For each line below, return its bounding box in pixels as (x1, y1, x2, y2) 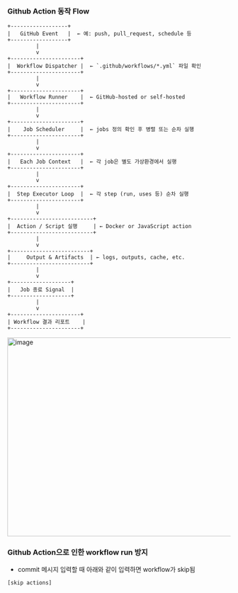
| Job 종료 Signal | (7, 286, 74, 293)
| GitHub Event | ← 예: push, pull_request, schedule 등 (7, 30, 192, 38)
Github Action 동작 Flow (7, 6, 90, 16)
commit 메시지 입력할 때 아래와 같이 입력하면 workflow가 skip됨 (17, 565, 196, 573)
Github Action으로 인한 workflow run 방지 (7, 548, 149, 558)
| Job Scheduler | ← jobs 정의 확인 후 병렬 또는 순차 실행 (7, 126, 195, 133)
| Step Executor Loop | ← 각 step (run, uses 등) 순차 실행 (7, 191, 189, 198)
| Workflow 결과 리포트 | (7, 319, 86, 326)
